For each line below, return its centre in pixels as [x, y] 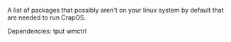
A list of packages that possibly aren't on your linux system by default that [116, 10]
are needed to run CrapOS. [47, 17]
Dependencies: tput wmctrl [47, 31]
